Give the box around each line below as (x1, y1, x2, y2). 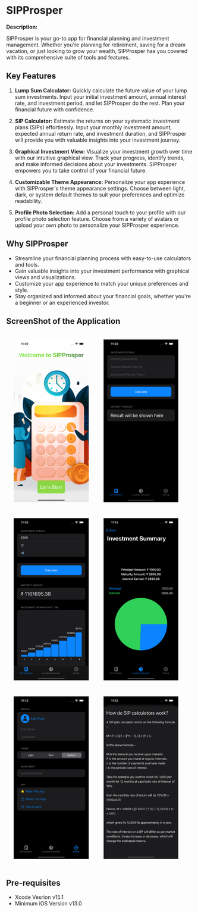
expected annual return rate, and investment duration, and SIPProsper (14, 130, 187, 137)
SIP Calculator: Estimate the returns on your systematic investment (14, 117, 180, 124)
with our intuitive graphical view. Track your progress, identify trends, (14, 154, 186, 161)
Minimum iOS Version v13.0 (14, 900, 82, 907)
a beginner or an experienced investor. (14, 299, 110, 306)
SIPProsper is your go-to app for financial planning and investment (6, 35, 169, 42)
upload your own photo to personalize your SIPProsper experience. (14, 221, 180, 229)
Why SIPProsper (6, 239, 68, 249)
